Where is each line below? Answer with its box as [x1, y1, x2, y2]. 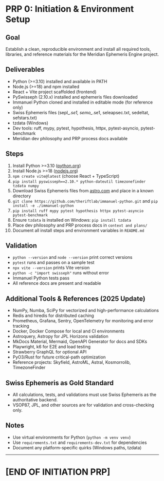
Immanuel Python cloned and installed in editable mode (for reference [12, 99, 153, 105]
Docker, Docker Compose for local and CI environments [12, 328, 125, 334]
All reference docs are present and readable [12, 280, 101, 286]
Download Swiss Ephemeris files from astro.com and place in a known [12, 188, 154, 193]
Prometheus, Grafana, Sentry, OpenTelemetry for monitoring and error [12, 318, 154, 324]
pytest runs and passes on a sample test [12, 260, 94, 266]
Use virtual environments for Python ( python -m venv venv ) [12, 434, 131, 440]
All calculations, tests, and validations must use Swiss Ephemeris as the [12, 392, 157, 397]
